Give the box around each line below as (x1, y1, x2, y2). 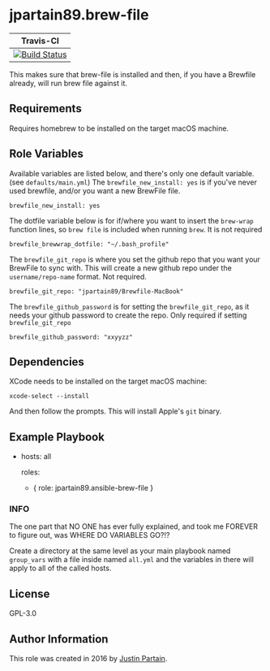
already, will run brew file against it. (9, 78, 128, 88)
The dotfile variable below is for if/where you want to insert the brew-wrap (9, 215, 254, 225)
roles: (20, 467, 41, 477)
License (9, 587, 50, 600)
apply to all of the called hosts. (9, 563, 112, 574)
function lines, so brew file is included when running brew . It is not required (9, 224, 263, 234)
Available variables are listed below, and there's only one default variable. (9, 168, 255, 178)
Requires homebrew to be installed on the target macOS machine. (9, 123, 229, 133)
